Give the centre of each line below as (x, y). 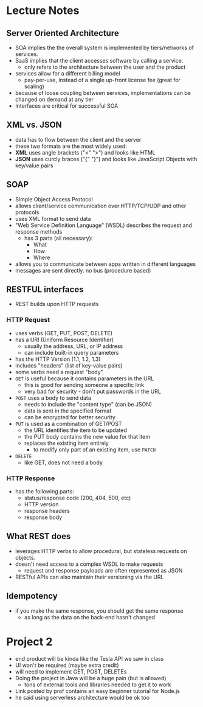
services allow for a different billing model (67, 73)
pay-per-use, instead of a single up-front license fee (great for (102, 80)
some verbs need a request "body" (59, 372)
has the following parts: (44, 492)
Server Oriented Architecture (63, 33)
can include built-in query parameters (71, 352)
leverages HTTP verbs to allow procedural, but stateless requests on (101, 551)
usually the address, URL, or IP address (74, 346)
